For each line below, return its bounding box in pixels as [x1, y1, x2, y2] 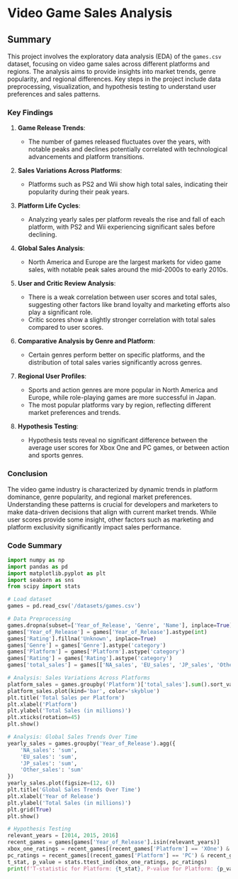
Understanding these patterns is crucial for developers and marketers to [7, 500, 218, 509]
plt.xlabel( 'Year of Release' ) [7, 792, 100, 800]
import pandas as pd [7, 563, 69, 570]
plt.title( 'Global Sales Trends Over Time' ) [7, 787, 141, 794]
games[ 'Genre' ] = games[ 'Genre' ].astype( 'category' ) [7, 642, 166, 649]
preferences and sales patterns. [7, 90, 101, 98]
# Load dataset [7, 595, 52, 603]
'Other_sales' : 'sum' [20, 766, 84, 774]
